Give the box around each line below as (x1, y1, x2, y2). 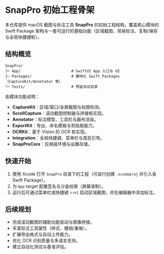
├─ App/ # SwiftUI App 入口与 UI (5, 69, 120, 73)
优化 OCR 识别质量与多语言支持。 (12, 238, 80, 244)
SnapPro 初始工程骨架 (5, 4, 95, 16)
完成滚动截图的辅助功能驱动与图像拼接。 (12, 219, 95, 225)
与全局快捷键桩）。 (5, 34, 42, 40)
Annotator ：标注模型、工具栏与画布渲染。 (12, 116, 98, 122)
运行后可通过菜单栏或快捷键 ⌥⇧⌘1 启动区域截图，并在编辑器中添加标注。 (12, 189, 158, 195)
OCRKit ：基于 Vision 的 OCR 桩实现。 (12, 129, 89, 135)
